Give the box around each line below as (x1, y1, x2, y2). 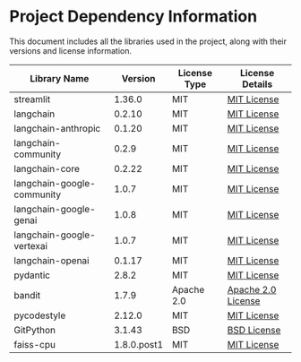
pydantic (13, 269, 51, 281)
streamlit (13, 92, 51, 105)
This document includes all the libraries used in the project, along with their (9, 36, 287, 47)
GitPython (13, 323, 56, 336)
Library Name (30, 72, 90, 84)
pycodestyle (13, 309, 66, 322)
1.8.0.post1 (113, 338, 164, 350)
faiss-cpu (13, 338, 56, 350)
